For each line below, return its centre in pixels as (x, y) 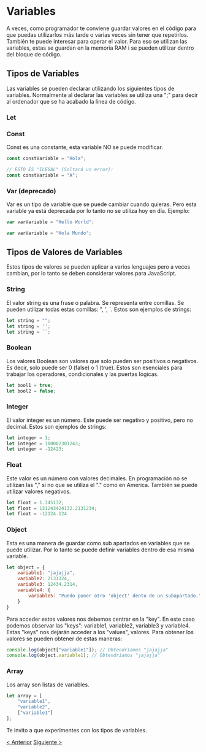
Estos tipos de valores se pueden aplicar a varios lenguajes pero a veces (98, 267)
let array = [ (25, 696)
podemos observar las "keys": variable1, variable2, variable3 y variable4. (98, 625)
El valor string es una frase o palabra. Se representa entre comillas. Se (95, 302)
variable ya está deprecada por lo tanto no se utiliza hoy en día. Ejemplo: (98, 210)
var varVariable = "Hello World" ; (51, 222)
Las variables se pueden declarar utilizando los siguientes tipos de (90, 88)
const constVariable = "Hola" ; (46, 158)
